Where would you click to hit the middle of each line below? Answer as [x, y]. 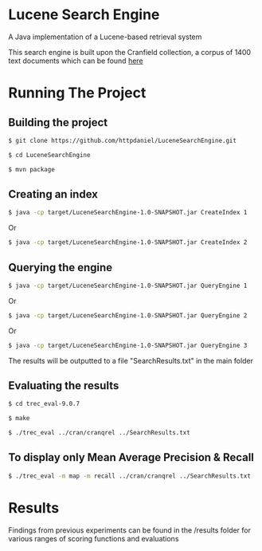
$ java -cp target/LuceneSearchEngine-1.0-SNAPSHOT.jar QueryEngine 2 [128, 315]
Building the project [58, 122]
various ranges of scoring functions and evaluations [94, 538]
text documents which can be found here [76, 61]
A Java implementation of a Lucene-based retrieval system [105, 37]
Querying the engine [61, 268]
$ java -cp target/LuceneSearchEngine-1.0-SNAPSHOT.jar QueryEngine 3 [128, 345]
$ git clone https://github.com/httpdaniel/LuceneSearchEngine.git [123, 140]
